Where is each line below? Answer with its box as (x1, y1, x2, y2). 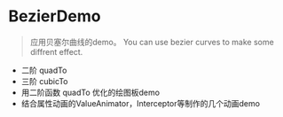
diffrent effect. (29, 46, 83, 57)
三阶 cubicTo (20, 75, 68, 86)
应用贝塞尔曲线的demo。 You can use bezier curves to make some (29, 36, 274, 47)
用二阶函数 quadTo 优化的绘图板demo (20, 87, 161, 97)
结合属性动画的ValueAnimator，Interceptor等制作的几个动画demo (20, 97, 261, 108)
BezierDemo (8, 6, 101, 27)
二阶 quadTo (20, 65, 67, 75)
